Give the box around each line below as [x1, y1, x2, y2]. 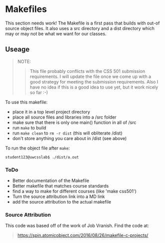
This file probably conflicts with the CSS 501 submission [29, 68, 146, 74]
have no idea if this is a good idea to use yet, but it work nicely [29, 84, 159, 90]
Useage [5, 45, 30, 53]
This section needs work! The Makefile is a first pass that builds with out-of [5, 20, 160, 26]
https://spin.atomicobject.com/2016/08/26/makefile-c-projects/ [17, 232, 149, 238]
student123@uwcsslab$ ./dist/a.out [5, 154, 79, 159]
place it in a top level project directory [12, 108, 91, 114]
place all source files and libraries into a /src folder [12, 114, 117, 120]
